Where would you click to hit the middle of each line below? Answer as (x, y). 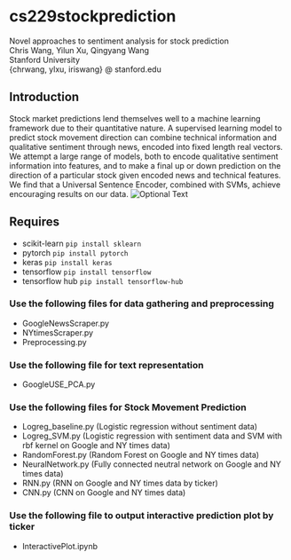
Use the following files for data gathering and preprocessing (142, 304)
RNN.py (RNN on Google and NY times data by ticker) (120, 483)
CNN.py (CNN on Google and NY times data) (104, 493)
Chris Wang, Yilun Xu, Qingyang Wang (79, 50)
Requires (35, 222)
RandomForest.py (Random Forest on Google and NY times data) (141, 455)
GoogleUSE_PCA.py (59, 384)
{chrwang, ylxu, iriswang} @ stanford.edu (85, 69)
